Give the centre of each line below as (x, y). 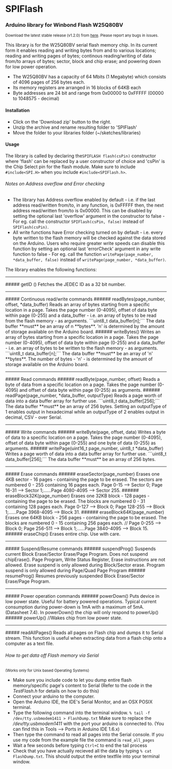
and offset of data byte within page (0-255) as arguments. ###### (90, 390)
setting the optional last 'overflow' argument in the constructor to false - (89, 216)
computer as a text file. (30, 643)
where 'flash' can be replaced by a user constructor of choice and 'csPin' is (85, 161)
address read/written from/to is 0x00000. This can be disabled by (82, 211)
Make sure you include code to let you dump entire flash (72, 680)
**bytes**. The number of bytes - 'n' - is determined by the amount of (79, 359)
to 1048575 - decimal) (36, 98)
